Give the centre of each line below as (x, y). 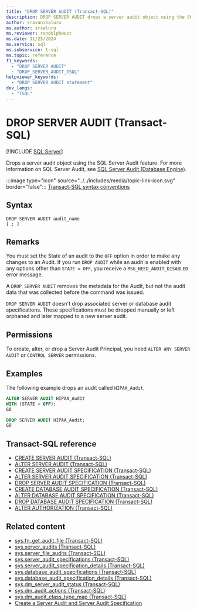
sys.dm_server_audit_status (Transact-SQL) (67, 584)
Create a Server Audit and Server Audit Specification (78, 603)
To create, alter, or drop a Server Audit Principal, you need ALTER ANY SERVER (98, 349)
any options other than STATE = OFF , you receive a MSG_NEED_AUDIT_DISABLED (97, 269)
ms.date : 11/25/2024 (31, 39)
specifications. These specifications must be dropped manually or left (90, 310)
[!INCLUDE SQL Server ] (35, 151)
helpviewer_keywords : (33, 77)
